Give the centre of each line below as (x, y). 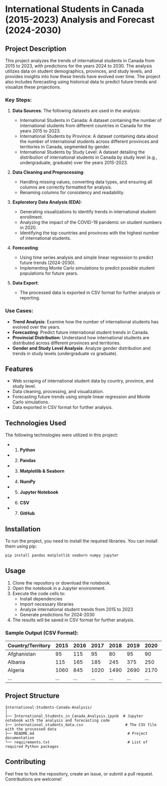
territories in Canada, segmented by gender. (65, 147)
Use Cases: (19, 311)
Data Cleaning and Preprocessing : (48, 172)
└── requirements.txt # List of (77, 742)
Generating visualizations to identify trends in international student (88, 212)
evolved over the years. (36, 327)
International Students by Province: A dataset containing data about (89, 136)
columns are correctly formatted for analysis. (66, 187)
